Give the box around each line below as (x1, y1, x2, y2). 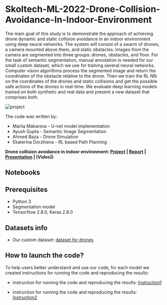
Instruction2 (12, 294, 37, 300)
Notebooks (5, 168, 40, 177)
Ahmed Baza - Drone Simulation (12, 134, 79, 140)
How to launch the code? (5, 251, 84, 260)
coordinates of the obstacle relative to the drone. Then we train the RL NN (5, 73, 157, 79)
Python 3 (12, 198, 31, 205)
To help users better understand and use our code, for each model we (5, 264, 150, 270)
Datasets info (5, 223, 48, 232)
